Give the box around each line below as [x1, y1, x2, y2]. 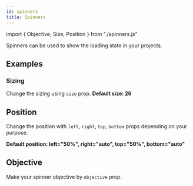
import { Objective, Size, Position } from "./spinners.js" [6, 30, 138, 37]
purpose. [6, 129, 28, 136]
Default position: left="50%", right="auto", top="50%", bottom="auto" [6, 141, 185, 148]
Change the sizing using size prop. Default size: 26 [6, 90, 132, 97]
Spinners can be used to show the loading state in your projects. [6, 42, 162, 49]
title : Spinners [6, 14, 46, 20]
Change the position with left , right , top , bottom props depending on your [6, 123, 187, 130]
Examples [6, 58, 43, 68]
